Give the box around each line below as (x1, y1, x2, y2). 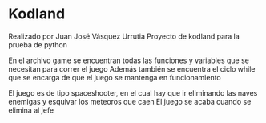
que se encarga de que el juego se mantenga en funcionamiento (8, 72, 222, 82)
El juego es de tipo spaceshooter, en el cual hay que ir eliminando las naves (8, 88, 258, 97)
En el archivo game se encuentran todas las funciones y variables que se (8, 55, 250, 65)
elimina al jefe (8, 105, 54, 115)
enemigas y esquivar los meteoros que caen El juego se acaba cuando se (8, 96, 252, 106)
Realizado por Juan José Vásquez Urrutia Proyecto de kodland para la (8, 31, 240, 41)
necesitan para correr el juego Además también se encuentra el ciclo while (8, 64, 256, 73)
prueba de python (8, 39, 68, 49)
